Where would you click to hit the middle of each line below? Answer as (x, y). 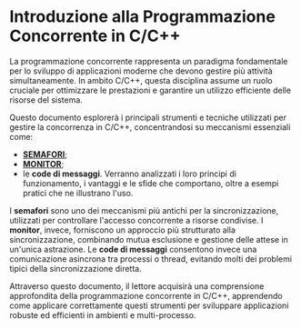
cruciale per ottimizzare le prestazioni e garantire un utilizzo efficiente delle (150, 90)
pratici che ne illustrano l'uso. (78, 193)
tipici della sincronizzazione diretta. (76, 268)
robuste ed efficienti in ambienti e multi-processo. (103, 314)
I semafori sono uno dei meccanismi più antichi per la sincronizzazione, (144, 210)
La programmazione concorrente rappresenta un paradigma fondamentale (149, 61)
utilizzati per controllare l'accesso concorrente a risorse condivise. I (136, 220)
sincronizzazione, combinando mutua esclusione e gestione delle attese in (149, 239)
